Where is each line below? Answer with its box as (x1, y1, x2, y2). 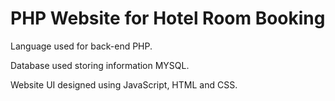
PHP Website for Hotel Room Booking (10, 7, 326, 30)
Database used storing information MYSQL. (10, 59, 190, 71)
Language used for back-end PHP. (10, 40, 153, 52)
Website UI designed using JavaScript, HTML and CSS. (10, 78, 238, 91)
